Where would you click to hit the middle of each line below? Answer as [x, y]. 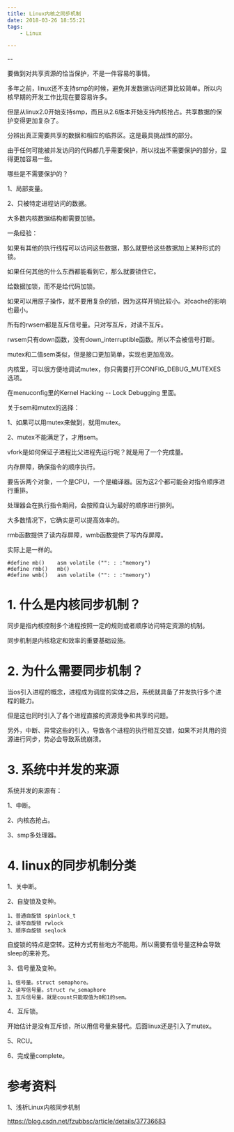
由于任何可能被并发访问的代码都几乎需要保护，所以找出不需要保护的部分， [114, 150]
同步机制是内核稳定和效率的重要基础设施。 [68, 641]
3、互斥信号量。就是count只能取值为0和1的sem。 [69, 997]
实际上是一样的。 [32, 550]
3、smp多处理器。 [34, 835]
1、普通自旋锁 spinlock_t [42, 916]
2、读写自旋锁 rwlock [36, 923]
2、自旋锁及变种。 [34, 901]
